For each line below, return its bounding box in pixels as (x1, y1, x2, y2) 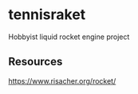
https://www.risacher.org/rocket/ (8, 76, 116, 85)
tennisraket (8, 6, 86, 24)
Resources (8, 55, 63, 69)
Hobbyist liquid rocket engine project (8, 32, 130, 41)
